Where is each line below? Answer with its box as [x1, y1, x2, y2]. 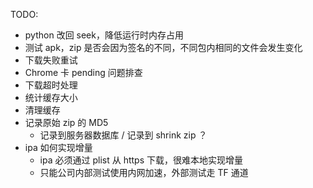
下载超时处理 [24, 79, 78, 91]
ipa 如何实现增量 [24, 142, 93, 153]
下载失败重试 [24, 54, 78, 66]
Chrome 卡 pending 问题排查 [24, 67, 143, 78]
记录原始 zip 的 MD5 [24, 117, 109, 128]
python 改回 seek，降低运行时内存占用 [24, 29, 184, 41]
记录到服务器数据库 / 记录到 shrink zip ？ [39, 129, 208, 141]
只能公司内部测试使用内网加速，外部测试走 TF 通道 [39, 167, 249, 178]
